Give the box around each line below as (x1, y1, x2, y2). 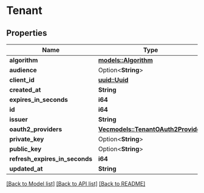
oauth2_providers (9, 125, 63, 134)
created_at (9, 86, 41, 94)
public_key (9, 145, 42, 153)
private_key (9, 135, 44, 143)
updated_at (9, 164, 43, 173)
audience (9, 66, 38, 74)
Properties (6, 28, 47, 38)
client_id (9, 76, 35, 84)
